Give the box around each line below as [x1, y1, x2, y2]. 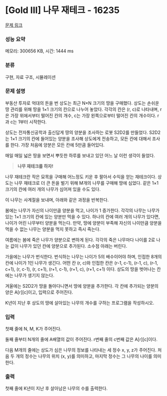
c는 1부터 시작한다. [10, 118, 47, 125]
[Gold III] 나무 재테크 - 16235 [5, 4, 120, 16]
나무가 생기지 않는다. [14, 272, 55, 278]
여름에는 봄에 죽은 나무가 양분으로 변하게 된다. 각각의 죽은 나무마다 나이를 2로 [5, 237, 156, 243]
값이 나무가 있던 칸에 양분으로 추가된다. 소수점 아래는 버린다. [10, 243, 128, 249]
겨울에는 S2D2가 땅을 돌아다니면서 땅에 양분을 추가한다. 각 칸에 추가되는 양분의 [5, 283, 159, 289]
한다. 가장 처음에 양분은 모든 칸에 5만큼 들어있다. [10, 142, 105, 148]
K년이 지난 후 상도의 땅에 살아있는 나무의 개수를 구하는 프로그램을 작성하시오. [5, 300, 155, 306]
